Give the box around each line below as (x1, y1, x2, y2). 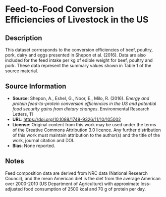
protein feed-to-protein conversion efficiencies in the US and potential (12, 100, 157, 106)
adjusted (5, 186, 23, 192)
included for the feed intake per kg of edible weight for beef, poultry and (5, 57, 153, 63)
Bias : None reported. (12, 143, 55, 148)
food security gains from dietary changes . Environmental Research (12, 105, 150, 112)
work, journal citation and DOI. (12, 137, 75, 143)
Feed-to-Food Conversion (5, 3, 114, 15)
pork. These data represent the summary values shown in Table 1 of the (5, 63, 152, 68)
